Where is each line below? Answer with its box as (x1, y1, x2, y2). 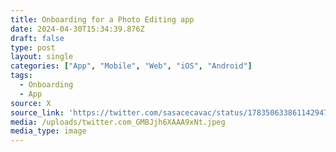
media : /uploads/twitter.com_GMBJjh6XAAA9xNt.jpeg (10, 117, 226, 127)
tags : (10, 71, 33, 81)
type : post (10, 42, 56, 53)
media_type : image (10, 126, 87, 136)
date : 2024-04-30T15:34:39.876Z (10, 24, 145, 34)
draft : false (10, 33, 65, 43)
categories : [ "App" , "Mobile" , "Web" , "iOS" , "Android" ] (10, 61, 253, 71)
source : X (10, 98, 52, 108)
